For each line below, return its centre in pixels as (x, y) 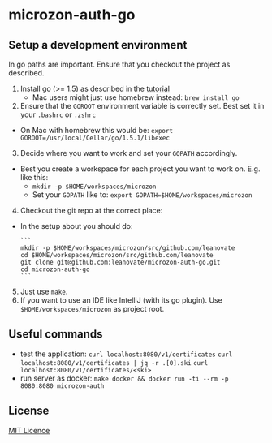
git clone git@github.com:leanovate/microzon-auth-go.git (120, 262)
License (29, 411)
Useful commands (56, 334)
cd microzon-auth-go (55, 269)
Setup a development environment (98, 45)
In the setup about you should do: (76, 226)
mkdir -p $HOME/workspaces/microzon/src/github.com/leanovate (127, 248)
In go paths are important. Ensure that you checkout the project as (119, 64)
